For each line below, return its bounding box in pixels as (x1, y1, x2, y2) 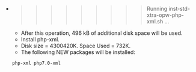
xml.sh (146, 18, 164, 25)
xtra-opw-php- (146, 11, 185, 19)
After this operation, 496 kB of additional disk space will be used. (20, 29, 183, 37)
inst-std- (168, 5, 191, 12)
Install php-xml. (20, 36, 60, 43)
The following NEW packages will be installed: (20, 49, 135, 56)
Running (146, 5, 168, 12)
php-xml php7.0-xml (11, 60, 61, 66)
